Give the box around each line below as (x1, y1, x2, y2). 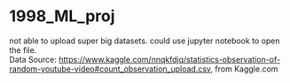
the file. (9, 44, 37, 55)
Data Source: (9, 54, 58, 64)
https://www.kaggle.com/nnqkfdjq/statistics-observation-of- (59, 54, 281, 64)
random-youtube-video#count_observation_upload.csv (9, 64, 211, 74)
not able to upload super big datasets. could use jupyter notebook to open (9, 35, 281, 46)
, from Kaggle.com (210, 64, 278, 74)
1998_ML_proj (9, 6, 115, 26)
